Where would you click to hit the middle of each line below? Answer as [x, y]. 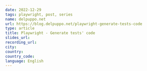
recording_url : [21, 42]
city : [11, 47]
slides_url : [18, 38]
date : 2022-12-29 [23, 10]
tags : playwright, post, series [39, 14]
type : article [20, 28]
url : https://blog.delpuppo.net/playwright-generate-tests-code [74, 24]
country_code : [20, 56]
